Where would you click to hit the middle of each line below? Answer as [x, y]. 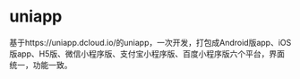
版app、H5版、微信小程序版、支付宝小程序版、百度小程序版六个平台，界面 [147, 53]
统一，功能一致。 [41, 65]
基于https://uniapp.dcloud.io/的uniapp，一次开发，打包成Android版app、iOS [150, 42]
